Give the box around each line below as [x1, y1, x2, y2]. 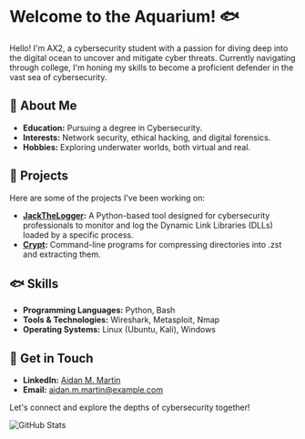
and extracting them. [22, 249, 101, 260]
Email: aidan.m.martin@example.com [22, 384, 164, 395]
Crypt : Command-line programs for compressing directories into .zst [22, 239, 282, 250]
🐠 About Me [9, 98, 77, 114]
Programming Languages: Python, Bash [22, 305, 176, 316]
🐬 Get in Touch [9, 351, 94, 366]
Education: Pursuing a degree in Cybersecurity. [22, 122, 203, 133]
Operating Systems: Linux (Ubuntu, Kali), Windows [22, 324, 217, 335]
